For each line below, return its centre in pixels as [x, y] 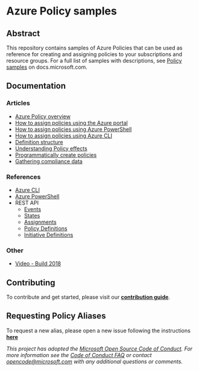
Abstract [23, 33]
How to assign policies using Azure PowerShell [73, 129]
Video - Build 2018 [38, 264]
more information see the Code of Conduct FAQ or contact [79, 355]
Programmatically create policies [56, 154]
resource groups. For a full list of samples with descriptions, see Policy [94, 61]
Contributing [31, 283]
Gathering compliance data [49, 161]
